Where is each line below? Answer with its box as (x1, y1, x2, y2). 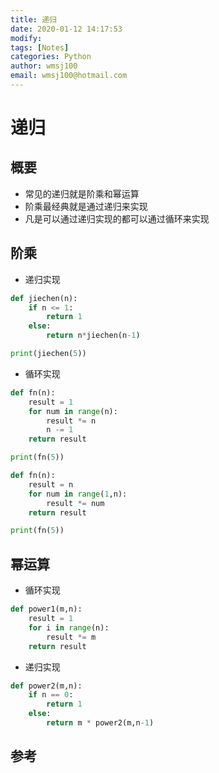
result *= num (46, 498, 105, 508)
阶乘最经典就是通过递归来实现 (24, 200, 148, 212)
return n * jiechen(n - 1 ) (46, 331, 141, 341)
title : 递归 (10, 14, 57, 25)
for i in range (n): (28, 622, 110, 633)
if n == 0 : (28, 690, 74, 700)
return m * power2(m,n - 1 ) (46, 718, 155, 728)
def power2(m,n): (10, 681, 83, 691)
